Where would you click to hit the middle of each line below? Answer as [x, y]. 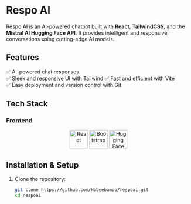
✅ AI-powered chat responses [42, 72]
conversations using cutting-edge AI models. [60, 39]
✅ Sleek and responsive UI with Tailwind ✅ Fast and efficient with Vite [91, 78]
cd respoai [28, 195]
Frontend [19, 121]
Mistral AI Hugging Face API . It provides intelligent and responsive [87, 32]
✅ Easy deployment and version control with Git [64, 85]
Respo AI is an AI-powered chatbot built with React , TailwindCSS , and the [95, 26]
